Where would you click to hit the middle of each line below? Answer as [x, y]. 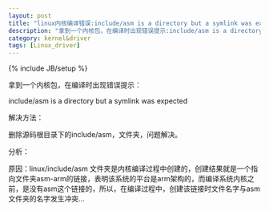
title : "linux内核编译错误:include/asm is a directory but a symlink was [130, 23]
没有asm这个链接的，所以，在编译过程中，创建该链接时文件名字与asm [145, 189]
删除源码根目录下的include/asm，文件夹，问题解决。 [95, 135]
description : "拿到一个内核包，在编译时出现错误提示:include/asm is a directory [135, 30]
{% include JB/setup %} [48, 68]
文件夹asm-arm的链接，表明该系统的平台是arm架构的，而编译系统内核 [131, 179]
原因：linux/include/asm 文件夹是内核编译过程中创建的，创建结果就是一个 [130, 168]
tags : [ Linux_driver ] [44, 46]
